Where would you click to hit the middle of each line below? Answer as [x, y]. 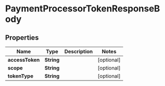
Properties [22, 38]
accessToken [24, 60]
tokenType [20, 76]
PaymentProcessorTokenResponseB [82, 9]
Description [78, 51]
